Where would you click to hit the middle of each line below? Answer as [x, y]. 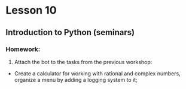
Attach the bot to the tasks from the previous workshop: [83, 62]
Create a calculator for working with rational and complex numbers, [97, 73]
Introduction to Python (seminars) [70, 32]
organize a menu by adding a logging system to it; [76, 80]
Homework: [23, 49]
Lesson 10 [31, 10]
